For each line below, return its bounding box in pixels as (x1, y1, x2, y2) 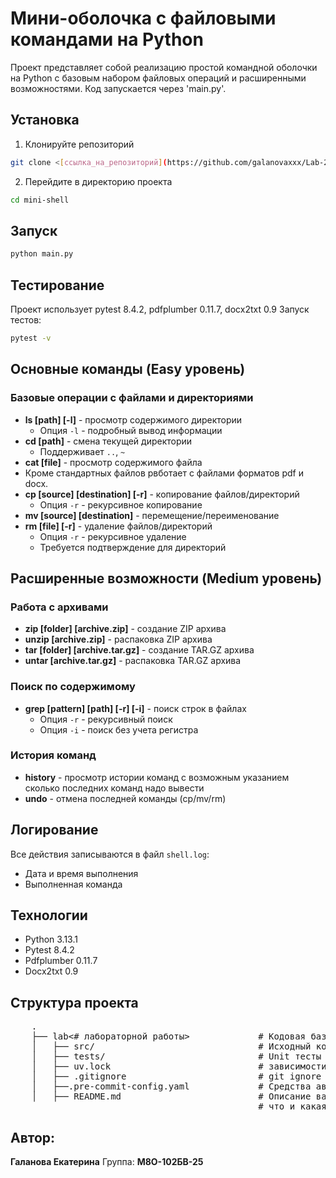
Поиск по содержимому (10, 680, 136, 694)
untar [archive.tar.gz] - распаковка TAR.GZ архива (24, 655, 242, 667)
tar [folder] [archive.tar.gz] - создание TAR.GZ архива (24, 644, 255, 656)
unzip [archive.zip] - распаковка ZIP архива (24, 633, 213, 646)
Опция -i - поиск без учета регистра (39, 723, 199, 736)
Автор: (10, 1129, 56, 1146)
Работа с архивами (10, 600, 109, 614)
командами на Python (10, 28, 204, 51)
